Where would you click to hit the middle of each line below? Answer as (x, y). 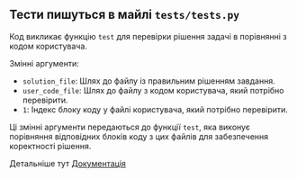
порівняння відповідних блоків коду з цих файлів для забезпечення (139, 136)
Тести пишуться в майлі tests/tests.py (125, 15)
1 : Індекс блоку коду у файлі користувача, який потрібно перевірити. (155, 109)
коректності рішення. (50, 146)
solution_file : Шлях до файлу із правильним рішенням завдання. (149, 81)
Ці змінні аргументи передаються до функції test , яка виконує (130, 127)
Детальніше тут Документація (67, 163)
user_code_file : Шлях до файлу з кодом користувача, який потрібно (153, 90)
